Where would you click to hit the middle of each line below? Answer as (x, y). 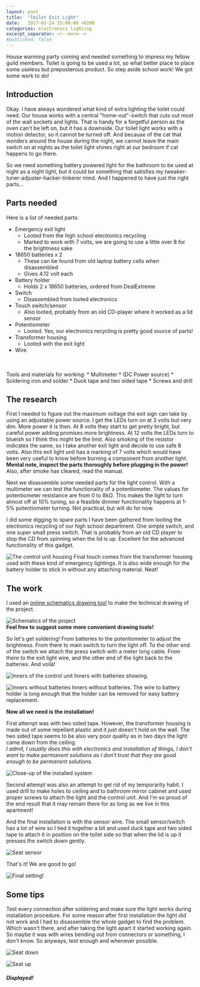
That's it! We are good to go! (41, 864)
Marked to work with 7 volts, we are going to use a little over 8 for (104, 242)
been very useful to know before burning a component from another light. (97, 458)
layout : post (22, 12)
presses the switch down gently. (46, 841)
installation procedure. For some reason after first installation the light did (96, 915)
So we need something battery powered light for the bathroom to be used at (100, 165)
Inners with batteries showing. (111, 676)
